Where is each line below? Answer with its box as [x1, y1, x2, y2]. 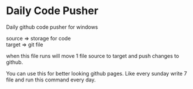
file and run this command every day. [6, 76, 96, 83]
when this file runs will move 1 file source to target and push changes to [6, 52, 180, 59]
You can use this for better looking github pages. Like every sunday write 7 [6, 70, 187, 77]
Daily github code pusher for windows [6, 23, 99, 30]
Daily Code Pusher [6, 4, 99, 18]
